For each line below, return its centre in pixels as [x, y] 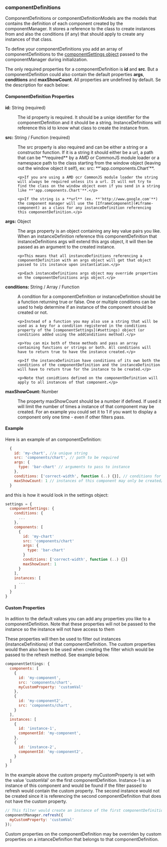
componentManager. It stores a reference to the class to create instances [80, 29]
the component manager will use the [55, 203]
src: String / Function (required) [38, 137]
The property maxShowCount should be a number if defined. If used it [89, 401]
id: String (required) [25, 107]
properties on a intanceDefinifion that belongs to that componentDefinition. [82, 839]
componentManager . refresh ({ [34, 815]
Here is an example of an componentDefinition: [53, 439]
